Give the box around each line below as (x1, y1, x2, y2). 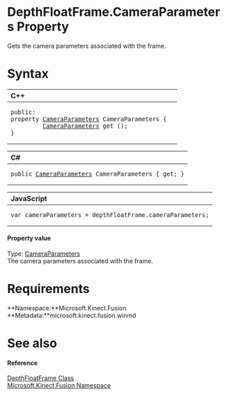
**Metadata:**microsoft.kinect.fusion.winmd (7, 312, 136, 320)
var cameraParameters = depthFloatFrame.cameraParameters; (10, 211, 210, 218)
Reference (7, 359, 38, 367)
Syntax (7, 66, 49, 82)
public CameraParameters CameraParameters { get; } (10, 170, 185, 178)
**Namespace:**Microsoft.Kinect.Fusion (7, 304, 127, 312)
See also (7, 336, 57, 351)
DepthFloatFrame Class (7, 374, 74, 382)
